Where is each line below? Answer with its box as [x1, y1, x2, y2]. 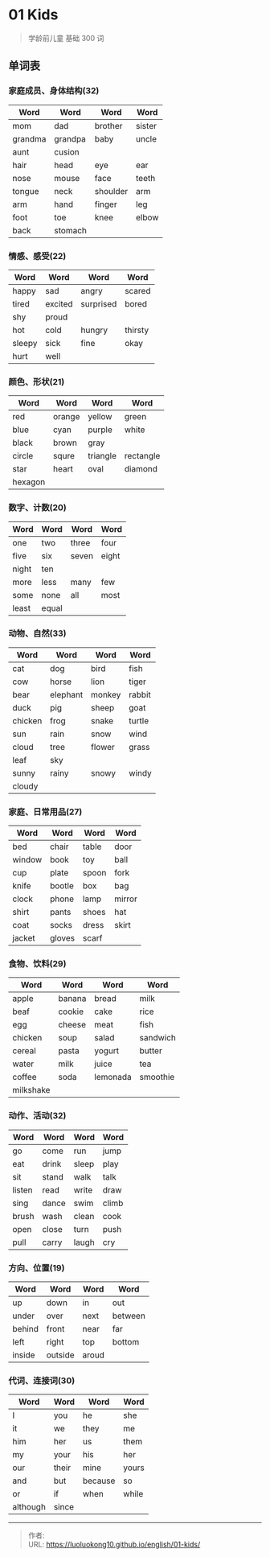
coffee [12, 1072, 38, 1083]
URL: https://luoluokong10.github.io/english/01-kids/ [27, 1539, 201, 1550]
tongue [12, 185, 39, 196]
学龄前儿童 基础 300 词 [27, 33, 104, 43]
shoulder [94, 185, 129, 196]
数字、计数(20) [8, 502, 67, 513]
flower [91, 741, 115, 752]
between [112, 1310, 146, 1321]
